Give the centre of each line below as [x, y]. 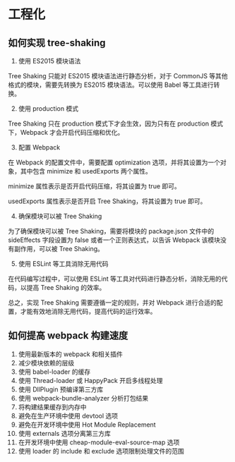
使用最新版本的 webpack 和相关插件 [70, 354]
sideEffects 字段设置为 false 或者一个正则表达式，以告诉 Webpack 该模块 [114, 240]
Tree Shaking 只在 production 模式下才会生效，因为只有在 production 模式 [116, 123]
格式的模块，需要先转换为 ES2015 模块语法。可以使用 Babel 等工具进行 [111, 85]
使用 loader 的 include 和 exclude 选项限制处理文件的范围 [101, 451]
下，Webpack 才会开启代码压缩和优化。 [66, 132]
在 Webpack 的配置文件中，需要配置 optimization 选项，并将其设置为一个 [114, 162]
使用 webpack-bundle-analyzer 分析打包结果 [83, 398]
